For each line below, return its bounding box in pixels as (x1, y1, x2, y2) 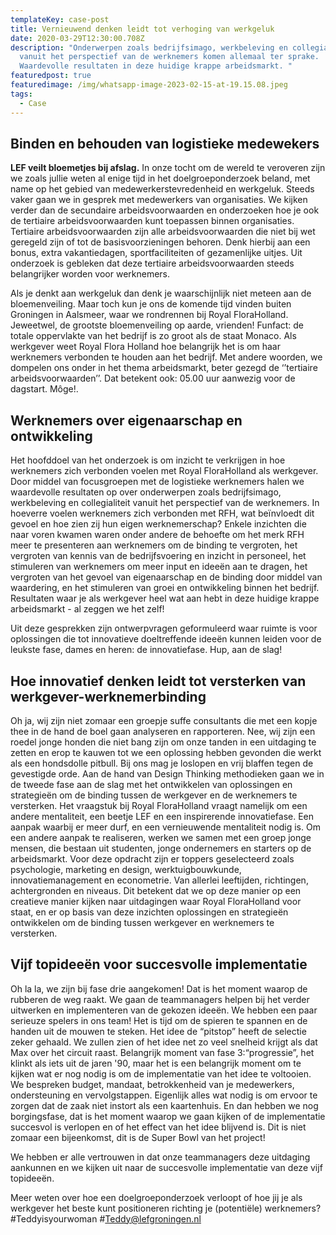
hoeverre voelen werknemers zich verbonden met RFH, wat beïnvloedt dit (10, 507, 315, 520)
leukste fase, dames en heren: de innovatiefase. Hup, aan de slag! (10, 644, 283, 656)
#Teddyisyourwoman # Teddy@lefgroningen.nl (10, 1212, 202, 1225)
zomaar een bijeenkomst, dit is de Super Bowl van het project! (10, 1131, 266, 1143)
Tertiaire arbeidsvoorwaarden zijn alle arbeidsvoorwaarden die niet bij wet (10, 226, 316, 238)
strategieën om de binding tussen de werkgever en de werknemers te (10, 789, 298, 801)
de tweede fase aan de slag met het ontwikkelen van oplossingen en (10, 778, 293, 790)
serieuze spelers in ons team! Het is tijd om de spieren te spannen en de (10, 1014, 308, 1026)
